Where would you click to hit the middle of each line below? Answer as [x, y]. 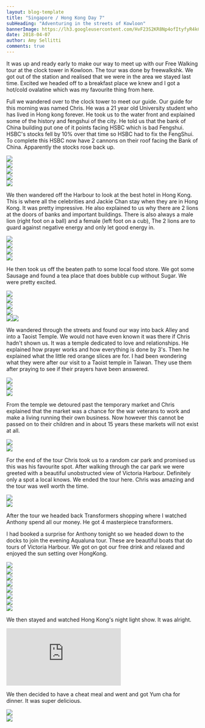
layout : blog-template [35, 12]
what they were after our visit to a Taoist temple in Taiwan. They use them [99, 362]
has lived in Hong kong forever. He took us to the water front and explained [101, 114]
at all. [13, 430]
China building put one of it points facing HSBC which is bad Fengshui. [95, 127]
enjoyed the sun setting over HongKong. [57, 553]
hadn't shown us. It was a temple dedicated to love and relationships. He [98, 343]
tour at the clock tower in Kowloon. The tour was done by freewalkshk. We [100, 70]
